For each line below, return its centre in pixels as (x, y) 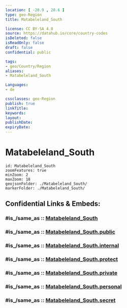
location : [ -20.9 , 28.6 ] (35, 10)
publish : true (20, 103)
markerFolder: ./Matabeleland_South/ (45, 188)
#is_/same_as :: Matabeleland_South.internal (62, 246)
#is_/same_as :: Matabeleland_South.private (61, 273)
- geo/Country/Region (28, 66)
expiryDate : (18, 127)
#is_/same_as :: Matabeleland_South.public (60, 232)
